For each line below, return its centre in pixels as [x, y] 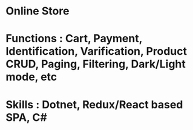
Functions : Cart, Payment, [74, 39]
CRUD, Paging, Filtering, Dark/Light [96, 64]
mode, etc [31, 77]
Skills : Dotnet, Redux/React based [94, 104]
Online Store [38, 11]
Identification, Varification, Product [96, 51]
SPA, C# [27, 117]
